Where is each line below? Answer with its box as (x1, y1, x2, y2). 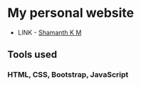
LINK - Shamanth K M (17, 28, 82, 37)
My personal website (7, 5, 135, 21)
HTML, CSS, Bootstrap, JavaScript (7, 70, 129, 80)
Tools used (7, 49, 58, 61)
